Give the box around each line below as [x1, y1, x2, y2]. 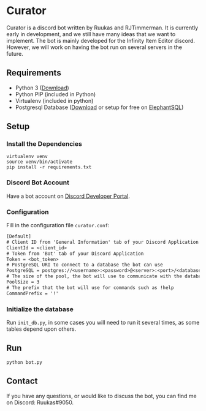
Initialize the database [6, 304, 74, 313]
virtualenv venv [6, 154, 48, 160]
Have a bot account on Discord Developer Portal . [6, 192, 130, 200]
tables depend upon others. [6, 325, 77, 333]
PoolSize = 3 [6, 279, 40, 285]
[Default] [6, 233, 32, 239]
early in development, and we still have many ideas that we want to [6, 30, 176, 37]
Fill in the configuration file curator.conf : [6, 222, 110, 229]
